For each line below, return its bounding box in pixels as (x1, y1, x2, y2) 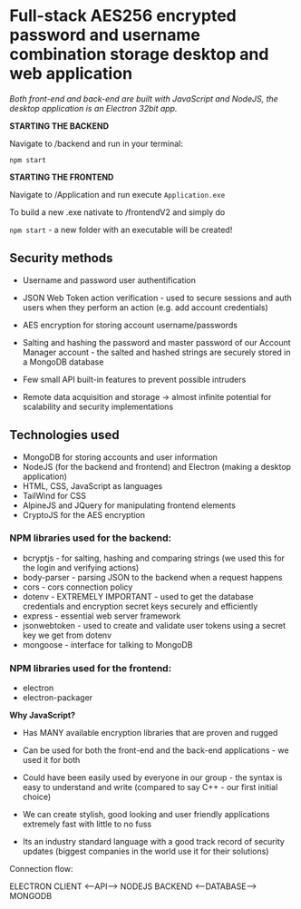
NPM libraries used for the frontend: (9, 661, 172, 674)
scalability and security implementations (22, 401, 174, 412)
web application (9, 64, 133, 84)
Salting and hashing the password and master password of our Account (22, 337, 292, 347)
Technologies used (9, 427, 120, 443)
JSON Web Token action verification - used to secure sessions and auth (22, 292, 292, 303)
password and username (9, 24, 201, 45)
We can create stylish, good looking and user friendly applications (22, 809, 270, 820)
